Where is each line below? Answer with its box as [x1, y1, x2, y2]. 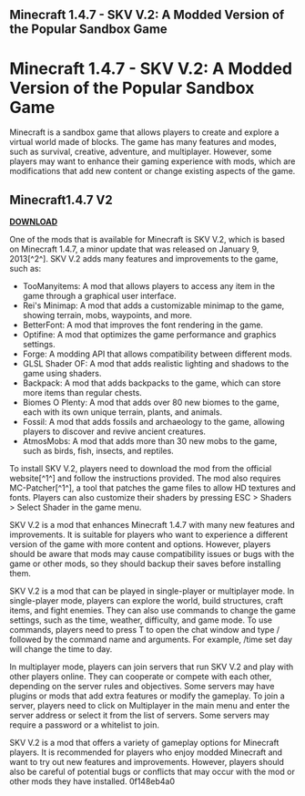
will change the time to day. [9, 644, 113, 655]
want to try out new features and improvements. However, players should [9, 757, 285, 768]
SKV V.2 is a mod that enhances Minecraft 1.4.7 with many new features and [9, 520, 296, 531]
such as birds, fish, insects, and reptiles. [22, 446, 175, 457]
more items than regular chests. [22, 388, 143, 398]
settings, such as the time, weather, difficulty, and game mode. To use [9, 615, 273, 625]
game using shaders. [22, 368, 102, 379]
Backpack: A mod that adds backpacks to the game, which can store [22, 377, 281, 388]
